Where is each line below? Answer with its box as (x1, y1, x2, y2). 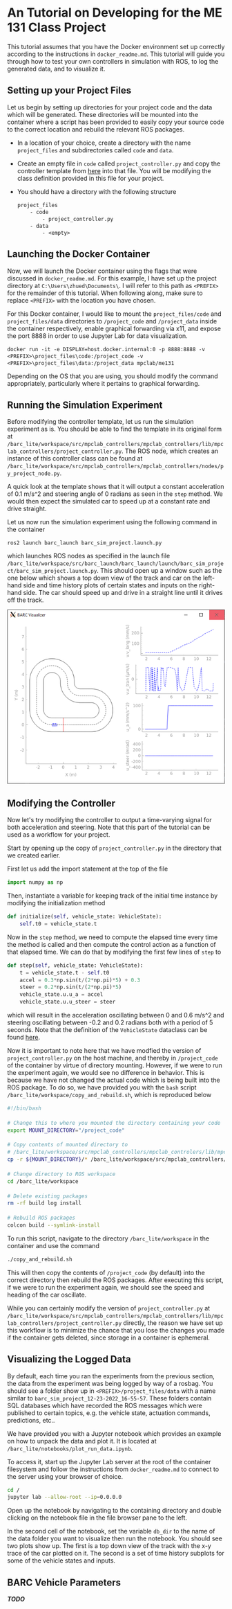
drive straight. (7, 504, 47, 513)
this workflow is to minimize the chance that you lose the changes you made (7, 1326, 225, 1334)
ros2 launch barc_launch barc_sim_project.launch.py (7, 540, 162, 546)
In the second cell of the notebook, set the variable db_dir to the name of (7, 1527, 215, 1536)
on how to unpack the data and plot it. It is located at (7, 1437, 157, 1445)
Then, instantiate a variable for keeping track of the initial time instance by (7, 891, 218, 900)
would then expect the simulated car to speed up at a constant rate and (7, 497, 211, 506)
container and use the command (7, 1241, 100, 1250)
